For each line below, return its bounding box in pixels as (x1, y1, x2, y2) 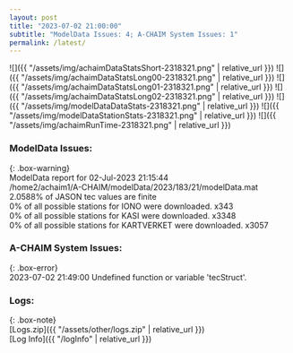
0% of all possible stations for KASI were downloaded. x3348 (9, 210, 237, 220)
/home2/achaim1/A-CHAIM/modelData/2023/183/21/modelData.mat (9, 181, 258, 193)
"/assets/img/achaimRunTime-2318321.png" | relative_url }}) (9, 120, 231, 131)
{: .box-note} (9, 314, 56, 325)
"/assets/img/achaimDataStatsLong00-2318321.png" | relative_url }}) (21, 73, 275, 83)
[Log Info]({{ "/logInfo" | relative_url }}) (9, 333, 152, 345)
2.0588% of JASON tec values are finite (9, 191, 157, 202)
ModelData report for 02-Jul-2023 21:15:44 (9, 172, 168, 183)
